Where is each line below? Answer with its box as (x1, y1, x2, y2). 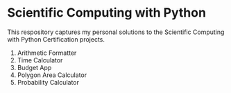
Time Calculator (17, 56, 63, 64)
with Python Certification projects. (7, 35, 105, 43)
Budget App (17, 63, 52, 71)
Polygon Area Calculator (17, 71, 87, 79)
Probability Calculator (17, 78, 80, 86)
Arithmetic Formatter (17, 49, 77, 57)
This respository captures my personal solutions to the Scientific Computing (7, 28, 225, 36)
